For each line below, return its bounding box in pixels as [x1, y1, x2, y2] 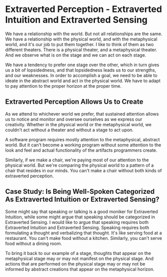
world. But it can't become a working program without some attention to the [5, 142, 161, 148]
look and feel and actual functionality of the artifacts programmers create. [5, 147, 157, 153]
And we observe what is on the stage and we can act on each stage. [5, 52, 146, 58]
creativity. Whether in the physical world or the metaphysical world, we [5, 121, 151, 127]
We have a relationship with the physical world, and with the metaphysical [5, 36, 157, 42]
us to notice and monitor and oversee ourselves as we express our [5, 116, 142, 122]
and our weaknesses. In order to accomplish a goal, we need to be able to [5, 72, 157, 78]
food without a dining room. [5, 240, 62, 246]
